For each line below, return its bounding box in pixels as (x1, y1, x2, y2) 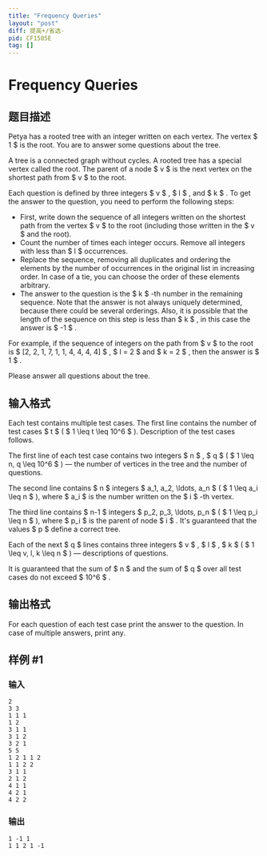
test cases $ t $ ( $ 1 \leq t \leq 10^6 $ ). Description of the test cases (8, 426, 236, 436)
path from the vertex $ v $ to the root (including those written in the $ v (19, 221, 255, 231)
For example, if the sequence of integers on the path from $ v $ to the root (8, 338, 254, 349)
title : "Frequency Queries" (8, 11, 102, 20)
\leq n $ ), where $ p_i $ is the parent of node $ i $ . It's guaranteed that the (8, 515, 257, 525)
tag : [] (8, 42, 34, 50)
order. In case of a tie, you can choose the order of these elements (19, 272, 240, 281)
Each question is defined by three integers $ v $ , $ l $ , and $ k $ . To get (8, 188, 251, 198)
